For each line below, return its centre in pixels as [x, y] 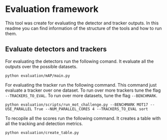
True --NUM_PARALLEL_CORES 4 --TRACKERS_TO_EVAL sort [91, 109]
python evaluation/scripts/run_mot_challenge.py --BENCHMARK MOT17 [77, 105]
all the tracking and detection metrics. [44, 124]
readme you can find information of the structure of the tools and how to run [83, 28]
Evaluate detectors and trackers [56, 49]
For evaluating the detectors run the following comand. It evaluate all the [80, 61]
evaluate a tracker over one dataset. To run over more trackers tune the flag [83, 90]
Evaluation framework [52, 9]
